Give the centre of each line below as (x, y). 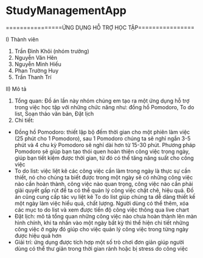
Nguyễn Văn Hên (36, 57)
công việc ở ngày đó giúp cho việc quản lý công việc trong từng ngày (101, 229)
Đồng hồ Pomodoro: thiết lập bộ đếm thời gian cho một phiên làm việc (102, 132)
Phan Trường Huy (36, 70)
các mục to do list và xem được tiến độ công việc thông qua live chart (102, 210)
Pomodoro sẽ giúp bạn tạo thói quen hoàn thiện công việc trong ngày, (102, 151)
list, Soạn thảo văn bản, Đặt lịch (54, 113)
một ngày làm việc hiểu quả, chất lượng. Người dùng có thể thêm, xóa (101, 203)
